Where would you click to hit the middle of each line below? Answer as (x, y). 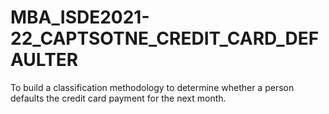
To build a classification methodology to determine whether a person (152, 87)
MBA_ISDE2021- (80, 17)
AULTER (44, 60)
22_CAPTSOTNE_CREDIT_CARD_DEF (165, 38)
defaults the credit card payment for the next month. (118, 98)
